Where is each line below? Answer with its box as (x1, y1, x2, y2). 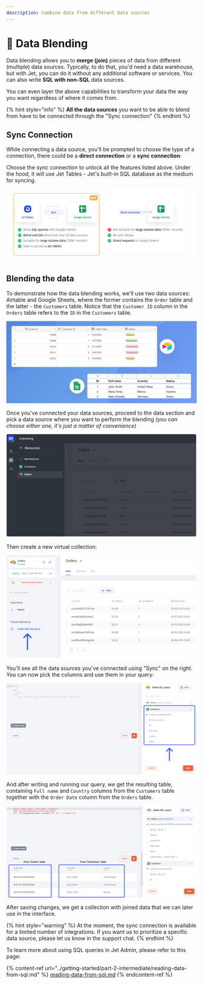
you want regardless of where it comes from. (6, 94, 118, 101)
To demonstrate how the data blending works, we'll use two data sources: (6, 289, 190, 297)
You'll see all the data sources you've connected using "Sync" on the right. (6, 664, 193, 672)
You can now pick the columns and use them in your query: (6, 671, 154, 678)
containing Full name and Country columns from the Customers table (6, 787, 175, 794)
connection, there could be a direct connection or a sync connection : (6, 152, 182, 160)
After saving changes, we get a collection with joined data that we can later (6, 904, 193, 911)
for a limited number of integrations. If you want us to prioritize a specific (6, 928, 188, 936)
